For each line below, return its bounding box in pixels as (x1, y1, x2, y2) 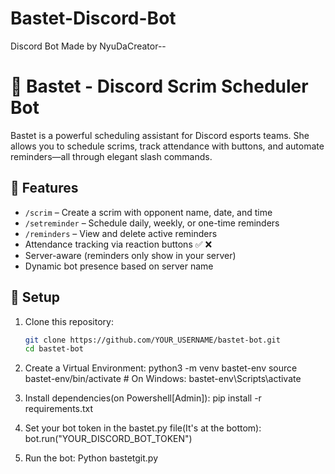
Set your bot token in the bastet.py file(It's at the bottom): (24, 422, 262, 434)
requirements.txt (24, 403, 94, 415)
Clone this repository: (24, 315, 114, 327)
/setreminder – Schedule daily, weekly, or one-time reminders (24, 217, 280, 229)
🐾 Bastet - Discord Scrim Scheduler (10, 75, 309, 98)
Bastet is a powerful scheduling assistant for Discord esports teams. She (10, 129, 310, 141)
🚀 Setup (10, 289, 61, 306)
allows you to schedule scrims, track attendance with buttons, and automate (10, 140, 325, 152)
